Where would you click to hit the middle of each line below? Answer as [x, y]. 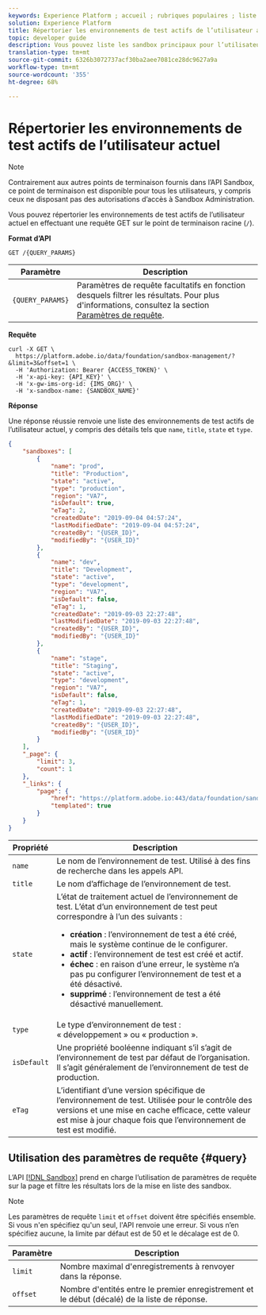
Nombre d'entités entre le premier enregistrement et [157, 1289]
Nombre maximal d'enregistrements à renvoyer [147, 1266]
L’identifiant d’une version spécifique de [131, 1090]
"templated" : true [81, 806]
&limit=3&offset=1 [38, 363]
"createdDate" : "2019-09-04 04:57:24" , [116, 518]
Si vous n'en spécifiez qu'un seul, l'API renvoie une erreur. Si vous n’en [123, 1224]
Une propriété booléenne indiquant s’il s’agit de [144, 1047]
